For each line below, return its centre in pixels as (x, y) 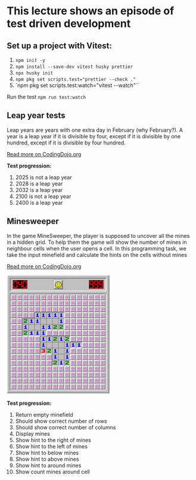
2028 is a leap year (39, 184)
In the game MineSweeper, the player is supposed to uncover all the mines (98, 236)
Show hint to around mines (48, 465)
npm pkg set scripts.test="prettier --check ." (75, 79)
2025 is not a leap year (43, 177)
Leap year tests (36, 115)
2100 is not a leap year (43, 196)
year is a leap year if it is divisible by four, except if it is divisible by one (94, 136)
